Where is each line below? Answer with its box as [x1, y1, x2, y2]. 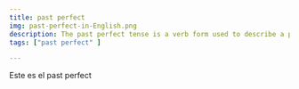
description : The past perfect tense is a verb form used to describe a [9, 29, 285, 38]
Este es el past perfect [9, 70, 92, 81]
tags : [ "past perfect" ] [9, 37, 101, 47]
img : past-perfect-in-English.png [9, 21, 138, 30]
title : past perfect [9, 12, 86, 22]
